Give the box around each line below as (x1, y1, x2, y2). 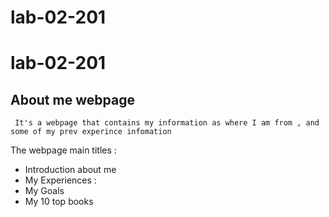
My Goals (24, 185, 65, 197)
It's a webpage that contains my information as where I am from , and (14, 118, 320, 128)
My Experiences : (24, 174, 97, 186)
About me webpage (10, 91, 135, 108)
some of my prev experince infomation (10, 127, 172, 137)
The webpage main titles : (10, 144, 117, 156)
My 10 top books (24, 196, 94, 208)
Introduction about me (24, 164, 117, 176)
